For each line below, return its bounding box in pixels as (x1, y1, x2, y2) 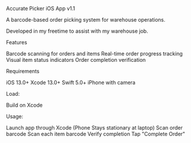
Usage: (6, 113, 23, 120)
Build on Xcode (6, 102, 43, 109)
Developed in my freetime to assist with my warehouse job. (6, 27, 148, 34)
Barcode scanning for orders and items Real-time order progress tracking (6, 50, 183, 57)
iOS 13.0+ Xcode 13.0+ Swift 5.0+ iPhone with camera (6, 79, 136, 86)
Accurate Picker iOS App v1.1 (6, 5, 75, 12)
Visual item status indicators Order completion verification (6, 57, 146, 63)
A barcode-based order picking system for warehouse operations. (6, 16, 165, 23)
